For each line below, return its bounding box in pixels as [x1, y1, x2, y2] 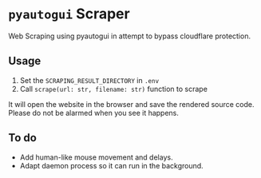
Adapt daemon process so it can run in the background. [19, 160, 204, 170]
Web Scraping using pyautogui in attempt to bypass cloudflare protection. [8, 31, 251, 41]
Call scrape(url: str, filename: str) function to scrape [19, 84, 208, 93]
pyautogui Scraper [8, 5, 130, 23]
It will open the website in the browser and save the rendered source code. [8, 99, 255, 109]
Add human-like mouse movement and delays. [19, 152, 173, 162]
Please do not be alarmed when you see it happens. [8, 108, 180, 117]
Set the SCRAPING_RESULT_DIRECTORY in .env [19, 75, 160, 85]
